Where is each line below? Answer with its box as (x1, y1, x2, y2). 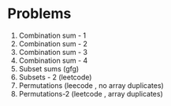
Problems (7, 5, 72, 23)
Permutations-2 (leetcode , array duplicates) (18, 89, 163, 98)
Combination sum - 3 (18, 47, 88, 57)
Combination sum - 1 (18, 31, 87, 40)
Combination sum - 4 (18, 56, 88, 65)
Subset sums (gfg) (18, 64, 80, 73)
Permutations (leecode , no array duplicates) (18, 80, 165, 90)
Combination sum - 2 (18, 38, 88, 48)
